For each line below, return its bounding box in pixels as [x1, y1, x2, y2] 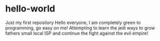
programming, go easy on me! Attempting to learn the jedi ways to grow [5, 24, 155, 30]
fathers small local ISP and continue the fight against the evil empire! [5, 30, 148, 36]
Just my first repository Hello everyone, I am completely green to [5, 19, 141, 25]
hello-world [5, 3, 56, 14]
